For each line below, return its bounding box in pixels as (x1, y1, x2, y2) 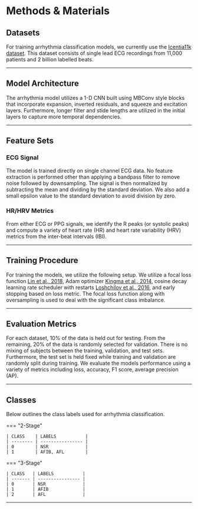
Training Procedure (6, 255, 78, 265)
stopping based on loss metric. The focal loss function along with (6, 290, 165, 297)
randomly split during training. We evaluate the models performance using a (6, 359, 191, 367)
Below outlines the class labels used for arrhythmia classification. (6, 411, 165, 418)
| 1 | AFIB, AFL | (6, 449, 88, 455)
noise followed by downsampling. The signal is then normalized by (6, 179, 168, 187)
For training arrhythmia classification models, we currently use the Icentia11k (6, 43, 192, 50)
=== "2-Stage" (6, 422, 42, 429)
